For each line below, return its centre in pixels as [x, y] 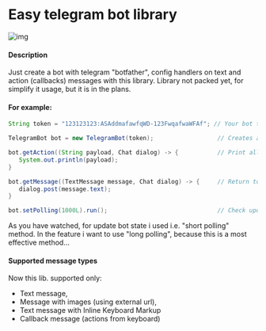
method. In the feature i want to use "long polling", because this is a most [127, 234]
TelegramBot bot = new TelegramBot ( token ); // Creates [131, 139]
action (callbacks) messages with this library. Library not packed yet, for [126, 81]
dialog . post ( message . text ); [65, 189]
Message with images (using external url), [88, 302]
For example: [30, 107]
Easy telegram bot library [93, 15]
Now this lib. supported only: [55, 278]
